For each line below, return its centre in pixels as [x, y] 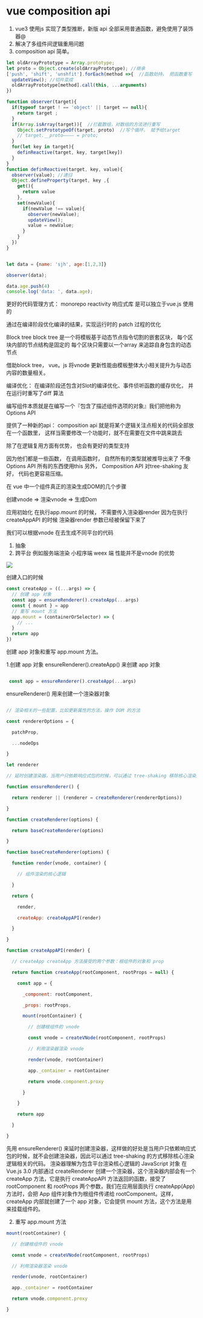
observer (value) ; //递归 [42, 175]
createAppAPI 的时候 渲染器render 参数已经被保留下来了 [76, 520]
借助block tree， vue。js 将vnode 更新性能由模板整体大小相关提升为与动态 [99, 365]
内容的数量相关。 [27, 373]
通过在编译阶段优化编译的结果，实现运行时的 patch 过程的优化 [84, 324]
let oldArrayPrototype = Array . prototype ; [60, 63]
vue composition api [58, 11]
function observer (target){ [42, 102]
